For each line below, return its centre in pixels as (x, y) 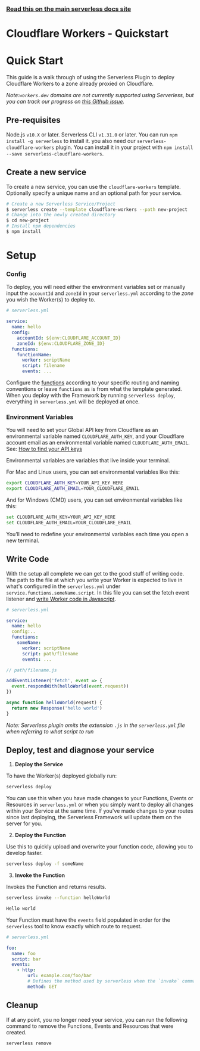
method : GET (43, 987)
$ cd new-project (28, 220)
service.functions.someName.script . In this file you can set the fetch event (98, 592)
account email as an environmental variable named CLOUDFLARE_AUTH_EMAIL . (98, 443)
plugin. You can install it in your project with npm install (124, 147)
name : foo (24, 953)
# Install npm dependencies (41, 226)
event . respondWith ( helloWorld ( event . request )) (70, 686)
